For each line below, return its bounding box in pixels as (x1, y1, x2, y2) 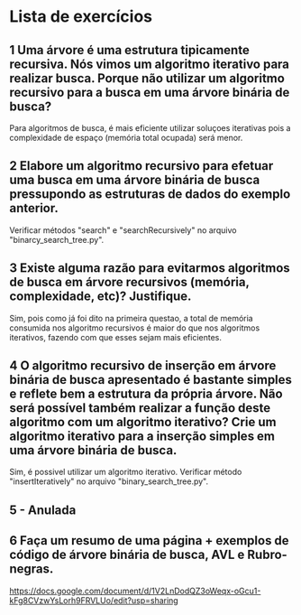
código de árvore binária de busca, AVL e (9, 547, 245, 563)
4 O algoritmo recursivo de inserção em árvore (9, 359, 277, 374)
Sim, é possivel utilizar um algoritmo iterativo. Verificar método (9, 467, 242, 478)
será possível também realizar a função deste (9, 400, 271, 416)
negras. (9, 562, 54, 577)
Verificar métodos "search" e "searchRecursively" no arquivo (9, 224, 237, 236)
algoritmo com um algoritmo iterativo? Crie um (9, 415, 277, 430)
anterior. (9, 200, 59, 216)
